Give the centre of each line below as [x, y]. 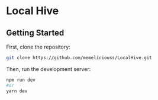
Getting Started [35, 33]
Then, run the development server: [49, 69]
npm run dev [21, 80]
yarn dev [17, 91]
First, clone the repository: [38, 47]
